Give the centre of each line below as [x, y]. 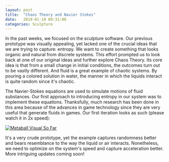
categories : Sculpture [29, 24]
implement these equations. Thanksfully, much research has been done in [82, 102]
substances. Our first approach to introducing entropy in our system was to [83, 97]
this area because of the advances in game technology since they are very [83, 107]
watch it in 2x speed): [28, 118]
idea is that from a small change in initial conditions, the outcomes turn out [83, 65]
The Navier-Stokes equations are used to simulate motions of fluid [74, 91]
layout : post [19, 10]
